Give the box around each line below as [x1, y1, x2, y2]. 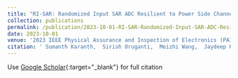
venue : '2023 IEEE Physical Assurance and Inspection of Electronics [7, 37, 217, 44]
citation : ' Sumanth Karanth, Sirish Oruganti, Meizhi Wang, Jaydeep [7, 43, 227, 50]
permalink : [7, 23, 40, 30]
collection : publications [7, 17, 84, 24]
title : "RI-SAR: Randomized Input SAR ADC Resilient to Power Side [7, 10, 211, 18]
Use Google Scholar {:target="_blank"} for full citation [7, 63, 163, 71]
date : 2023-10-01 [7, 30, 59, 38]
